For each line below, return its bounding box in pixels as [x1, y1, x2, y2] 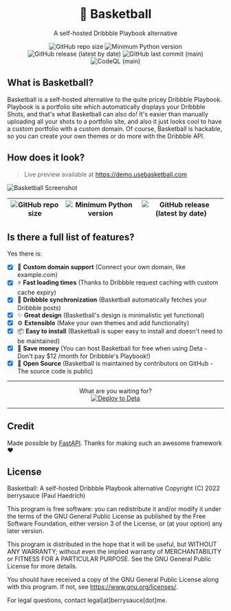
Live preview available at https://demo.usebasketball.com [23, 170, 188, 178]
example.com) [16, 271, 58, 279]
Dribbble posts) [16, 303, 62, 312]
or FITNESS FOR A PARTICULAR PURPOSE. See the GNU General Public [7, 555, 212, 563]
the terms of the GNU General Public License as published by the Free [7, 512, 206, 521]
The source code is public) [16, 366, 93, 375]
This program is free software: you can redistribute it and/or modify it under [7, 505, 221, 513]
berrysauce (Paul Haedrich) [7, 492, 86, 500]
